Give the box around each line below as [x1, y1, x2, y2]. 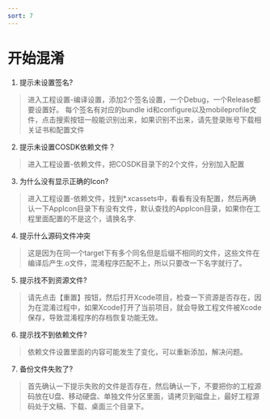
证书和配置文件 [34, 124, 85, 134]
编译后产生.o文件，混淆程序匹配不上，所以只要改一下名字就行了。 [27, 258, 247, 267]
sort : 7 [7, 11, 34, 20]
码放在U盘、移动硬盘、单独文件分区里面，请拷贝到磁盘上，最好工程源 [27, 391, 260, 400]
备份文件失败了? [19, 364, 74, 374]
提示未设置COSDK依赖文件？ [19, 142, 116, 152]
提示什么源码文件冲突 [19, 231, 91, 241]
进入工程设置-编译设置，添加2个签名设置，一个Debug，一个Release [27, 94, 254, 104]
